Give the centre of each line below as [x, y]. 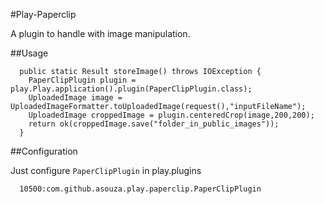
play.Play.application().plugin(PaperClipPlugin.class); [131, 89]
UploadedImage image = [75, 98]
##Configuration [44, 151]
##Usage [29, 53]
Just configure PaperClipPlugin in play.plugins [106, 170]
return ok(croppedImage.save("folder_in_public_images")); [154, 124]
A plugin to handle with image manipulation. [100, 33]
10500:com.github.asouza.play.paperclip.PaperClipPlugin [140, 189]
